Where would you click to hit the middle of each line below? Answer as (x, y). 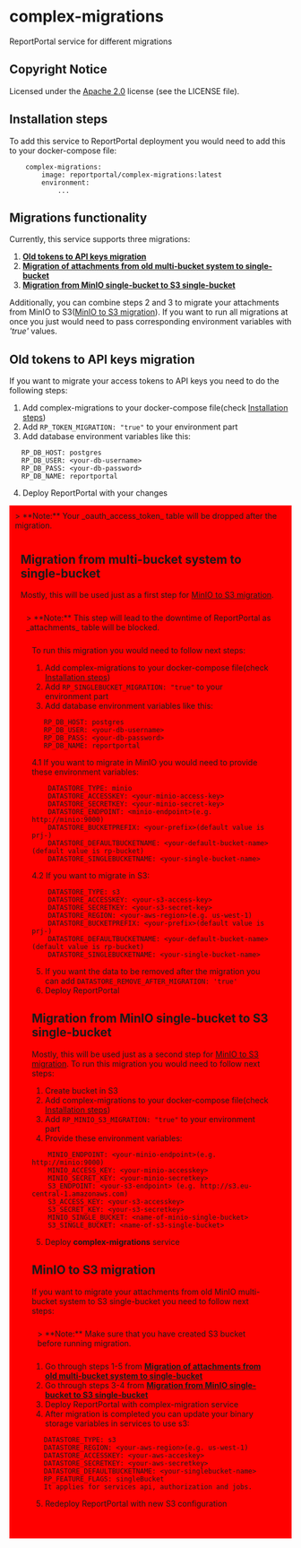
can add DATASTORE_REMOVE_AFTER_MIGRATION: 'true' (141, 981)
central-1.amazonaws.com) (80, 1194)
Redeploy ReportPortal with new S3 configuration (136, 1503)
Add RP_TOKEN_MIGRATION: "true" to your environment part (130, 427)
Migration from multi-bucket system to (131, 559)
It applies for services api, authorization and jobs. (148, 1487)
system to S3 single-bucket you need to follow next (154, 1301)
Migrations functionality (78, 217)
